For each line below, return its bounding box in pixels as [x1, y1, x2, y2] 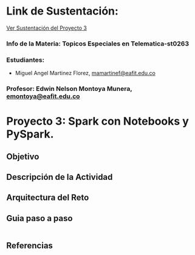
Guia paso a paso [6, 213, 73, 224]
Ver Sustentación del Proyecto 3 [6, 24, 87, 31]
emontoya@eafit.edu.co [6, 92, 80, 101]
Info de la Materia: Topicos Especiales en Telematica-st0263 [6, 39, 190, 48]
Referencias [6, 240, 53, 251]
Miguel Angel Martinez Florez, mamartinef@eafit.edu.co [15, 70, 156, 77]
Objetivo [6, 151, 39, 162]
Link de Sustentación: [6, 4, 118, 18]
